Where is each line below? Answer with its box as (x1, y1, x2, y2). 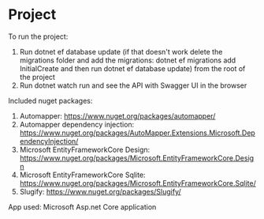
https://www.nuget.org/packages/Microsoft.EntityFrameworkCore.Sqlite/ (19, 178, 256, 187)
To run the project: (8, 32, 69, 41)
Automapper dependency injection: (19, 119, 135, 129)
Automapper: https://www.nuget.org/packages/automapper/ (19, 111, 216, 120)
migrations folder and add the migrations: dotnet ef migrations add (19, 55, 236, 65)
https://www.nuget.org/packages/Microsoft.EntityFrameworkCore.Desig (19, 153, 255, 163)
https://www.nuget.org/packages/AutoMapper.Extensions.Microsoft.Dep (19, 128, 256, 138)
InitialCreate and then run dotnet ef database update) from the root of (19, 63, 246, 73)
